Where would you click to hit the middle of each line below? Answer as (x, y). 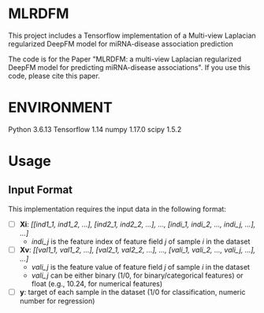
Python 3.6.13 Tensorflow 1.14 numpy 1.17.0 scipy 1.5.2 (95, 129)
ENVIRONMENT (60, 108)
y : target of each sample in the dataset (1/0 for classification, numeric (132, 292)
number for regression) (57, 301)
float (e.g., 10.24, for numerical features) (97, 284)
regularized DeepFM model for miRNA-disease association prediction (121, 43)
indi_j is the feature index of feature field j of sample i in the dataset (141, 241)
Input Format (41, 190)
